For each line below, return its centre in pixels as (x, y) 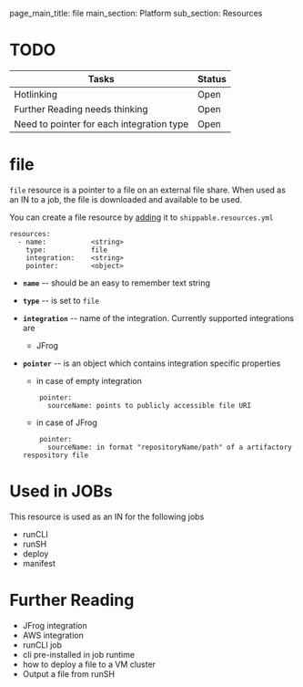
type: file (66, 250)
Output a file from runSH (69, 673)
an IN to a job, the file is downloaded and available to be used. (126, 199)
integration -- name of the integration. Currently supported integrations (158, 317)
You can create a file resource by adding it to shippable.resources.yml (141, 217)
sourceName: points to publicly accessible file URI (149, 405)
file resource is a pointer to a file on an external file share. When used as (148, 190)
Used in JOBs (61, 491)
